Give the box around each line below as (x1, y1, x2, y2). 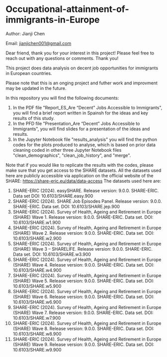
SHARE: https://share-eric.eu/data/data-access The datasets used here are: (5, 178, 161, 184)
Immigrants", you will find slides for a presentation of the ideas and (12, 126, 150, 132)
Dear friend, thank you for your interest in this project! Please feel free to (5, 50, 155, 56)
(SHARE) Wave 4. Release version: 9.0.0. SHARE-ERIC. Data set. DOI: (12, 262, 155, 268)
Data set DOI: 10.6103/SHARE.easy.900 (12, 193, 93, 199)
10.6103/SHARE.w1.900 (12, 219, 61, 225)
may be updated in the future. (5, 85, 67, 91)
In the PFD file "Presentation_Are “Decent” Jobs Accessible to (12, 120, 140, 126)
